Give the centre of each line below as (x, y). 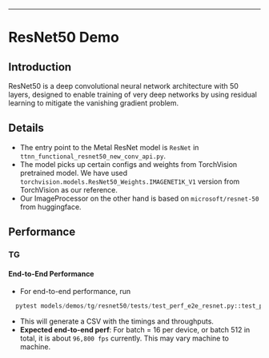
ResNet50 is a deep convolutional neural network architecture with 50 (123, 86)
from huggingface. (50, 207)
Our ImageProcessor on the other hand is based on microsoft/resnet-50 (139, 198)
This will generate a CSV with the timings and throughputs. (117, 321)
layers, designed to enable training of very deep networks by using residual (133, 94)
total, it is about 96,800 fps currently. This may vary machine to (124, 338)
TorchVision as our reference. (69, 189)
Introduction (40, 67)
